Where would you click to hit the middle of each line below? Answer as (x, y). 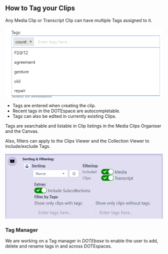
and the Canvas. (22, 131)
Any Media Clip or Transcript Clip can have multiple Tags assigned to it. (79, 20)
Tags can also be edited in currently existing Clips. (64, 116)
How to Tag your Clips (40, 8)
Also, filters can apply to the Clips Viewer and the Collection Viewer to (77, 141)
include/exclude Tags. (28, 146)
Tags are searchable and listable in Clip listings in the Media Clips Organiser (83, 126)
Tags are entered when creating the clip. (54, 106)
